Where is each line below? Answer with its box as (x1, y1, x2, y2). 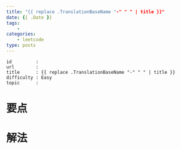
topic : (6, 79, 39, 86)
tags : (6, 20, 20, 26)
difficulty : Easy (6, 74, 52, 81)
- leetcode (17, 37, 44, 43)
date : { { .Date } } (6, 14, 52, 20)
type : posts (6, 43, 36, 49)
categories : (6, 31, 36, 37)
